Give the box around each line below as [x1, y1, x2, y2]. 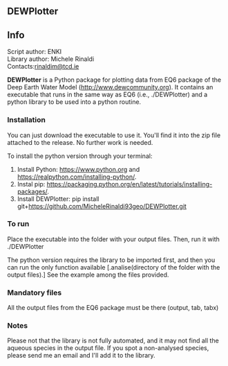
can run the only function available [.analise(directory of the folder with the [7, 263, 220, 271]
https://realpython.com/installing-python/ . [17, 173, 137, 181]
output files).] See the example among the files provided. [7, 270, 169, 279]
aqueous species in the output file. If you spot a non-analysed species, [7, 344, 209, 352]
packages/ [17, 187, 48, 195]
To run [7, 219, 30, 229]
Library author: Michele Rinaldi [7, 55, 95, 63]
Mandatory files [7, 288, 62, 297]
